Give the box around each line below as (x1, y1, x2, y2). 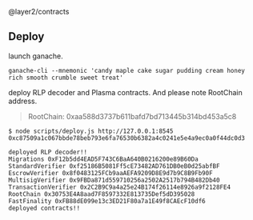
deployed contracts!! (8, 204, 81, 212)
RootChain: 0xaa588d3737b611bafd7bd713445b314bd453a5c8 (27, 111, 237, 121)
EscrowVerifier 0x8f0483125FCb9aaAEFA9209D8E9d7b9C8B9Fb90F (8, 169, 214, 177)
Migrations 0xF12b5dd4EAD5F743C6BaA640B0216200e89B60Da (8, 155, 199, 163)
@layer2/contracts (8, 7, 70, 16)
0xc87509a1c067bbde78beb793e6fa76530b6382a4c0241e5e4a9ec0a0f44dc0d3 (8, 134, 246, 142)
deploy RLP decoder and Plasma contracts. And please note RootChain (8, 87, 243, 97)
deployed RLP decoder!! (8, 148, 88, 156)
